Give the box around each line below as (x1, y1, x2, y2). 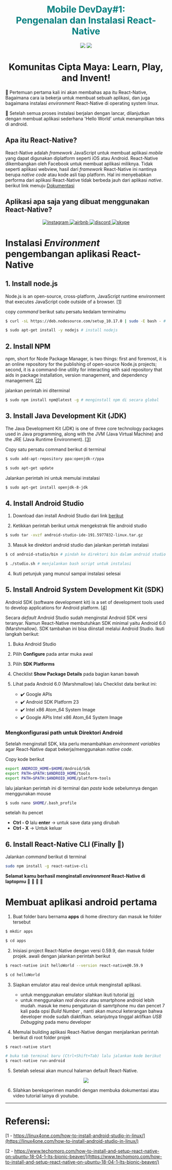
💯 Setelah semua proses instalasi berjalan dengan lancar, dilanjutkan (5, 110, 150, 116)
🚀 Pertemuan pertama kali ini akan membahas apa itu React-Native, (5, 89, 147, 95)
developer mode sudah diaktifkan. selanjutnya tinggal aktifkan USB (20, 1013, 162, 1020)
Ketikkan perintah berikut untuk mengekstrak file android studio (12, 522, 147, 529)
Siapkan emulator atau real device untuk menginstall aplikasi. (12, 982, 142, 988)
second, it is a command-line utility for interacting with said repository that (5, 366, 162, 373)
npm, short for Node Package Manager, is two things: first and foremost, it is (5, 356, 167, 362)
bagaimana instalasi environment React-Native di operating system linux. (5, 100, 159, 106)
